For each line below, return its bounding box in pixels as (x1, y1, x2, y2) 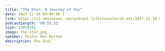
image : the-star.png (5, 30, 48, 34)
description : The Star (5, 39, 52, 44)
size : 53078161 (5, 25, 36, 30)
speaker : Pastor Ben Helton (5, 34, 63, 39)
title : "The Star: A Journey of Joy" (5, 7, 82, 12)
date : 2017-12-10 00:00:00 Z (5, 12, 65, 17)
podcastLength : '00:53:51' (5, 20, 60, 26)
